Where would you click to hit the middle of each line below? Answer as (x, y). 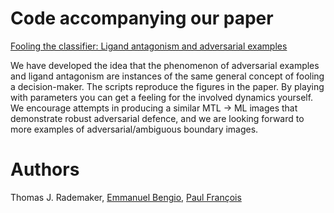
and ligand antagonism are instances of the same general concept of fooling (167, 76)
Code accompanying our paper (142, 18)
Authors (45, 169)
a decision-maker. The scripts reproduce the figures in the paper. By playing (167, 86)
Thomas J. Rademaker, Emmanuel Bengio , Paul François (126, 197)
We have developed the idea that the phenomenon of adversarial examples (165, 65)
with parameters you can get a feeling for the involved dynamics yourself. (162, 97)
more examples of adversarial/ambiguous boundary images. (134, 129)
